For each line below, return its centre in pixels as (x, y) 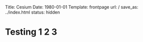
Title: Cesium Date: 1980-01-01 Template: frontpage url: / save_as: (72, 7)
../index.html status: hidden (33, 12)
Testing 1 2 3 (31, 32)
